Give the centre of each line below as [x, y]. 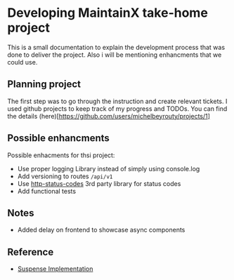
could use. [22, 62]
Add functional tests [46, 191]
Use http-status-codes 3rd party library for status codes [99, 183]
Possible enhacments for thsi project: [61, 155]
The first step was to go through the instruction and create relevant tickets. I [117, 101]
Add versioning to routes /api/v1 [65, 176]
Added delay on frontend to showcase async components [101, 230]
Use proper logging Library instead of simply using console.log [109, 168]
